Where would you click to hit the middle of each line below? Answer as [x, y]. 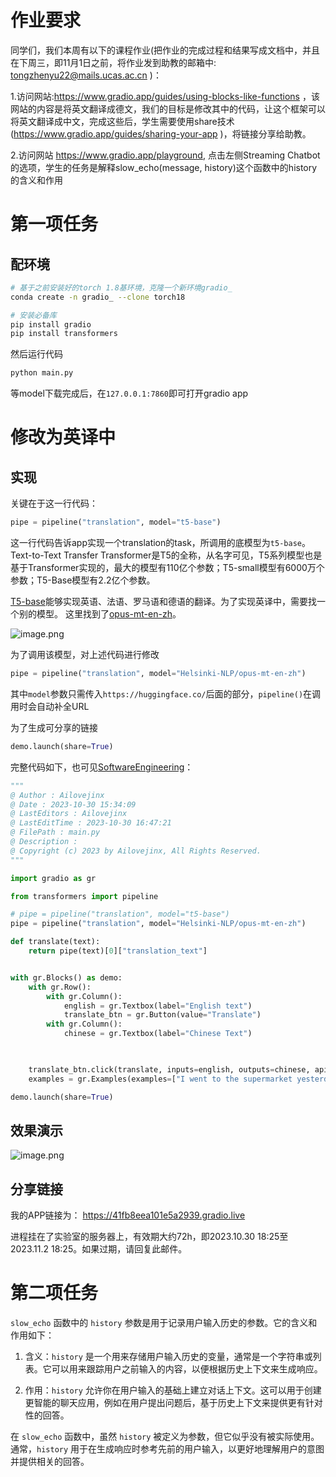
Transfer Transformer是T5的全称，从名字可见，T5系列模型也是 [193, 555]
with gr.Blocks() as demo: [66, 977]
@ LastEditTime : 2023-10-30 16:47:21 [91, 823]
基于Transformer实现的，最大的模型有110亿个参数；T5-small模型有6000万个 [167, 568]
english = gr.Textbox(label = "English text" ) [158, 1006]
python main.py [42, 373]
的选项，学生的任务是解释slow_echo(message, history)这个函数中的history [164, 167]
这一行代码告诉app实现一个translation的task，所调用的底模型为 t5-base [156, 543]
